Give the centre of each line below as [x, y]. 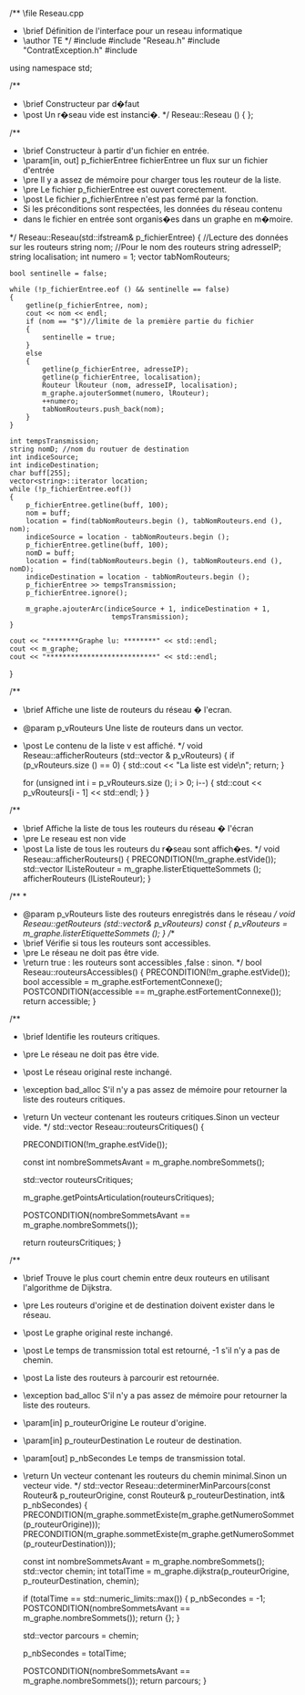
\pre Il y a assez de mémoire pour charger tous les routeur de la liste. [152, 180]
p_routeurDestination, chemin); [81, 1581]
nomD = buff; [51, 553]
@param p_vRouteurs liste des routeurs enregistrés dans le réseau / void [159, 914]
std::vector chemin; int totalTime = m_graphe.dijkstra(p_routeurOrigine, [156, 1571]
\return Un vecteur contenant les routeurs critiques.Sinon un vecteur [151, 1117]
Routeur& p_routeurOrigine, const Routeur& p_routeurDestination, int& [153, 1495]
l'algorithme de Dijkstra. [67, 1287]
